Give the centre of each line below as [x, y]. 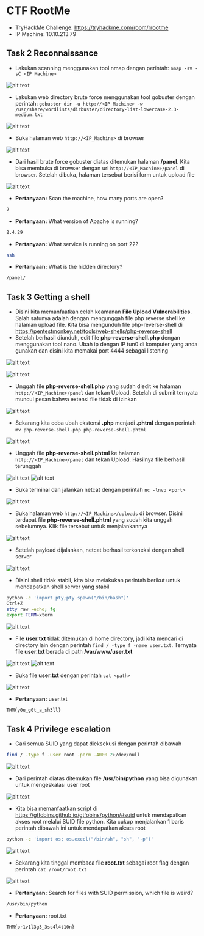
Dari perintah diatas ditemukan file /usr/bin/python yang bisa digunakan [106, 778]
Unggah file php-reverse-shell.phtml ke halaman [77, 453]
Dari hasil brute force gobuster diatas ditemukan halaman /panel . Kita [102, 161]
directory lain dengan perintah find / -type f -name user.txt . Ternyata [106, 645]
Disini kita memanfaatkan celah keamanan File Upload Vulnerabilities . [103, 312]
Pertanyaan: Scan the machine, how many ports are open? [89, 198]
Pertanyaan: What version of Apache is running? [76, 221]
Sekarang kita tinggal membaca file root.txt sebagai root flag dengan [102, 863]
